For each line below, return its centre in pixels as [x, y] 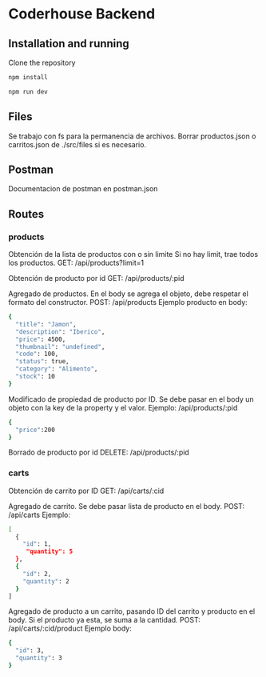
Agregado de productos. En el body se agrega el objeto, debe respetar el [129, 294]
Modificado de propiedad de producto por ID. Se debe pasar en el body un [131, 399]
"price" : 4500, [41, 339]
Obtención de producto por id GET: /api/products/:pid [97, 278]
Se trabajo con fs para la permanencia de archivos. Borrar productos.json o [132, 136]
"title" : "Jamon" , [46, 324]
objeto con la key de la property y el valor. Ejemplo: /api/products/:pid [123, 407]
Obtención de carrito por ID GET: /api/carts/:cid [86, 491]
